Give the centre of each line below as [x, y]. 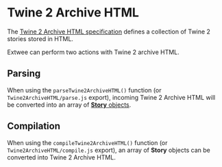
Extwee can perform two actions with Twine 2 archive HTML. [93, 52]
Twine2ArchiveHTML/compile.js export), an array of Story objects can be [109, 150]
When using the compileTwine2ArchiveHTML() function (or [87, 142]
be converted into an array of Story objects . [69, 105]
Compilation [34, 126]
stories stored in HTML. [40, 38]
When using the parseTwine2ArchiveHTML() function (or [84, 90]
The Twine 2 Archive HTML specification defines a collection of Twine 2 [109, 31]
